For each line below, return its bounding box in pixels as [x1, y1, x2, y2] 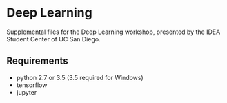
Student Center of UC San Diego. [6, 35, 101, 43]
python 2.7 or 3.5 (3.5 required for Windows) [16, 73, 144, 82]
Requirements [6, 55, 68, 67]
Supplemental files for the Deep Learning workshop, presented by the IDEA [6, 28, 221, 36]
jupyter [16, 88, 37, 96]
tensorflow [16, 81, 48, 89]
